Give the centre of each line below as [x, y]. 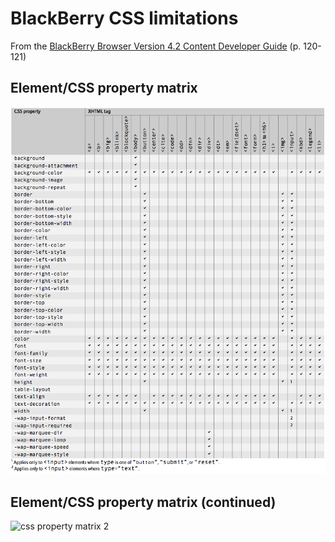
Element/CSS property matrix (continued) [143, 502]
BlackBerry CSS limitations [124, 18]
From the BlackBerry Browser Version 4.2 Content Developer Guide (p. [156, 46]
